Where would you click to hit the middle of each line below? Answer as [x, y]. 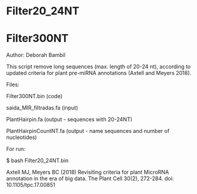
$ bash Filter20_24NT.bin [37, 160]
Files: [13, 84]
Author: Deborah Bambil [36, 55]
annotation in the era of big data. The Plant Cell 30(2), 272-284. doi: [90, 178]
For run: [16, 149]
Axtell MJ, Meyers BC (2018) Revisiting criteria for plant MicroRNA [88, 172]
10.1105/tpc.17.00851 [31, 185]
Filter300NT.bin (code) [34, 96]
